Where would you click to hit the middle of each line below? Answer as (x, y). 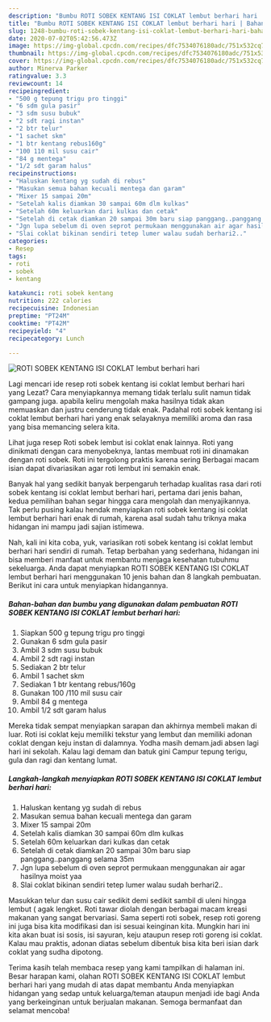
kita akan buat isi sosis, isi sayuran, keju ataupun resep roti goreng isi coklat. (135, 935)
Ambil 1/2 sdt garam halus (63, 710)
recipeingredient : (39, 91)
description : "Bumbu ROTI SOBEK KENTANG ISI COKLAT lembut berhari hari (133, 16)
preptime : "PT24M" (39, 316)
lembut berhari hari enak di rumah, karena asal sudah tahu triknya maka (127, 519)
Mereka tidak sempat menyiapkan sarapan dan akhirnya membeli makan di (133, 726)
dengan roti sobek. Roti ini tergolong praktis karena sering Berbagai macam (134, 460)
